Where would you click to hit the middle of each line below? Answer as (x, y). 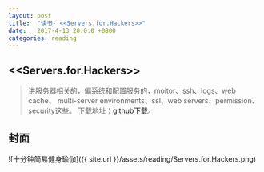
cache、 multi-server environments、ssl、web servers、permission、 (143, 101)
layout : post (30, 16)
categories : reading (43, 38)
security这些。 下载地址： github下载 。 (91, 111)
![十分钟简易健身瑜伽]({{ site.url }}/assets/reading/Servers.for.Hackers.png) (132, 159)
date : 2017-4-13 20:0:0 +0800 (62, 30)
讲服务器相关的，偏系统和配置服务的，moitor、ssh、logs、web (132, 91)
